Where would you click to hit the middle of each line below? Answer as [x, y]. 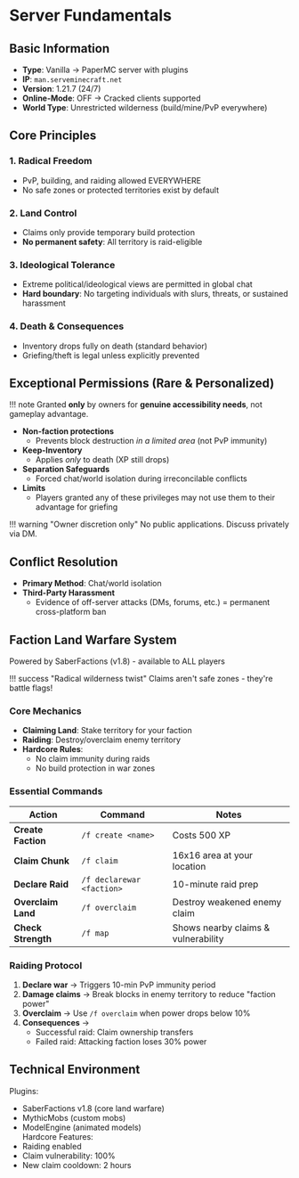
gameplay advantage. [49, 414]
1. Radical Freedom [51, 161]
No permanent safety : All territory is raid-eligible [112, 241]
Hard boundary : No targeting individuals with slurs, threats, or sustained [155, 294]
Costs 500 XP [202, 835]
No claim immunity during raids [93, 759]
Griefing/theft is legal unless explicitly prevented [111, 355]
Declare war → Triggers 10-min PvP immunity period [119, 985]
